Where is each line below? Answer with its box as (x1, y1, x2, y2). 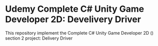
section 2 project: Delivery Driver (5, 35, 73, 41)
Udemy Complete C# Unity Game (5, 3, 144, 15)
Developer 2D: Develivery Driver (5, 14, 141, 25)
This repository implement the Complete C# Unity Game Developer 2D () (5, 30, 154, 36)
